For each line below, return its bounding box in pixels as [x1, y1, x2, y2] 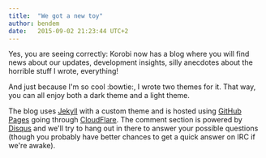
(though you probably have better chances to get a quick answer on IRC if [8, 132, 255, 142]
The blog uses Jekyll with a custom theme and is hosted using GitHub [8, 106, 242, 116]
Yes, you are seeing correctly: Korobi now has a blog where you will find [8, 49, 250, 59]
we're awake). [8, 141, 56, 151]
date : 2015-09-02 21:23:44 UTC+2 [8, 27, 129, 35]
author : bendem [8, 19, 60, 28]
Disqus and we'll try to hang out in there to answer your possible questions [8, 123, 259, 134]
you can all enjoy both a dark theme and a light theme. [8, 91, 191, 100]
